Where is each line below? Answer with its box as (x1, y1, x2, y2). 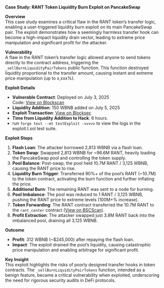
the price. (12, 181, 32, 187)
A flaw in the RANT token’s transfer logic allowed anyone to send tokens (5, 54, 151, 60)
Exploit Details (5, 85, 35, 90)
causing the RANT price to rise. (12, 165, 76, 171)
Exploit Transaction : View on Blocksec (12, 110, 92, 116)
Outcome (5, 227, 25, 233)
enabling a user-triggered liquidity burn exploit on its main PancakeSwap (5, 24, 152, 30)
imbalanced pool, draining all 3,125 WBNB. (12, 218, 98, 223)
